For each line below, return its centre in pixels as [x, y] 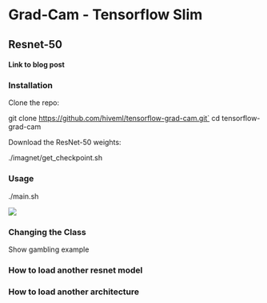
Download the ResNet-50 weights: [65, 143]
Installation [31, 86]
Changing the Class [47, 232]
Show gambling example [49, 249]
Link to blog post [37, 65]
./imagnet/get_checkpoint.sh [55, 158]
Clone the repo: [34, 103]
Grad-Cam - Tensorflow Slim [106, 15]
